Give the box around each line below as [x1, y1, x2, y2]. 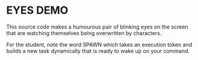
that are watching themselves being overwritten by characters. [6, 29, 162, 36]
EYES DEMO [6, 4, 69, 17]
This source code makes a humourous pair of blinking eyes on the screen [6, 23, 188, 30]
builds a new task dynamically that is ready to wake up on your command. [6, 47, 190, 54]
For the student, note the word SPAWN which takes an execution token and [6, 41, 193, 48]
